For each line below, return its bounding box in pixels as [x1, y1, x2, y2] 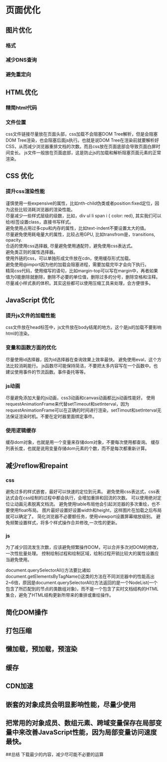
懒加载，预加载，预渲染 [5, 645, 77, 654]
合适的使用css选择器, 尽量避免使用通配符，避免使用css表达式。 [5, 243, 135, 249]
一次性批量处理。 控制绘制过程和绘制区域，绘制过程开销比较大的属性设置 [5, 550, 155, 557]
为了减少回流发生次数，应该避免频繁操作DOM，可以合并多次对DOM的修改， [5, 544, 161, 550]
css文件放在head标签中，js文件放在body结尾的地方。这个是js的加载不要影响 [5, 324, 162, 331]
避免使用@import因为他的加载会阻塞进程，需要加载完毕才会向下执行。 [5, 261, 149, 267]
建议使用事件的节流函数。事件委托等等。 [5, 369, 88, 375]
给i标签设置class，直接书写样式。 [5, 219, 74, 225]
